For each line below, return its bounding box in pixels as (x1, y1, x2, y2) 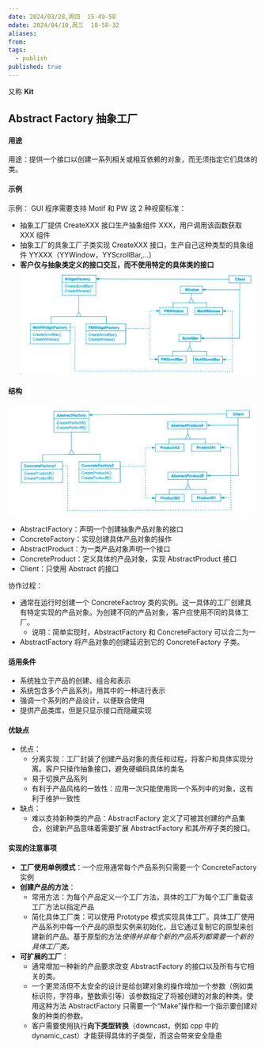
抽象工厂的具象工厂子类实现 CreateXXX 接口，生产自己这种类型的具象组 (19, 240, 254, 250)
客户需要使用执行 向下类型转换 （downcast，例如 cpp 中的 (31, 1020, 219, 1030)
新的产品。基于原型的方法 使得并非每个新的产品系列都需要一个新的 (38, 932, 254, 941)
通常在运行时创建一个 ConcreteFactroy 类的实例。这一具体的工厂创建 (19, 598, 245, 607)
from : (8, 38, 26, 46)
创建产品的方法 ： (19, 882, 76, 891)
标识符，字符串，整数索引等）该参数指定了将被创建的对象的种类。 (31, 991, 247, 1000)
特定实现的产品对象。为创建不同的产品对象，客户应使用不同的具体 (26, 608, 242, 617)
